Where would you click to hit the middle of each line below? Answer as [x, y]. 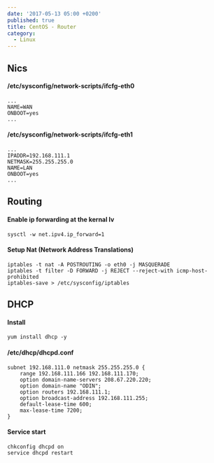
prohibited [23, 277]
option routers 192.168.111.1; [65, 392]
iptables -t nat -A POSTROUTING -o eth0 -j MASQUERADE [89, 264]
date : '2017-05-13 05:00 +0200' [54, 14]
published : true [31, 20]
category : [22, 33]
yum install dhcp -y [37, 337]
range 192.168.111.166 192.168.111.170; [79, 373]
